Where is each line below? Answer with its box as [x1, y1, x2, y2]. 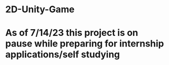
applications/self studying [5, 49, 120, 60]
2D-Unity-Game [5, 4, 75, 15]
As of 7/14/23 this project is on [5, 27, 138, 39]
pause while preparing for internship [5, 38, 164, 50]
